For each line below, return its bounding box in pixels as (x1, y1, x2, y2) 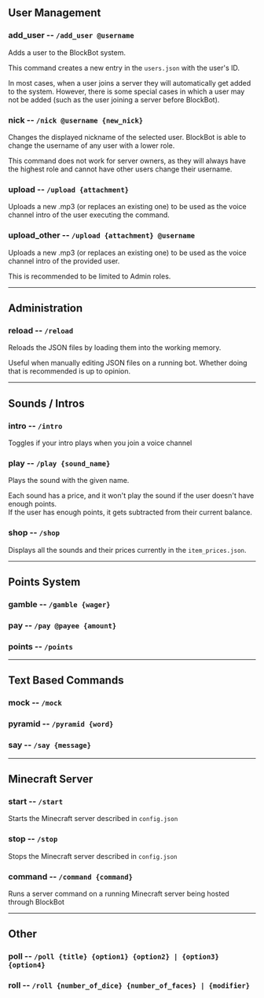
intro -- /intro (8, 420, 63, 431)
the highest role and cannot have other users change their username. (8, 164, 233, 174)
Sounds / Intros (8, 396, 85, 410)
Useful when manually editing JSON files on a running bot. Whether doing (8, 358, 247, 368)
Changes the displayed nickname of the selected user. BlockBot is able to (8, 132, 246, 142)
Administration (8, 301, 83, 315)
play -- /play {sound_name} (8, 458, 111, 469)
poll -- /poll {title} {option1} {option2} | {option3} (8, 951, 220, 962)
